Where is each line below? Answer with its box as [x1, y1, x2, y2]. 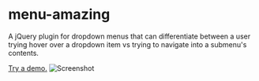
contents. [8, 48, 39, 57]
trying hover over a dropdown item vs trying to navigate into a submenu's [8, 39, 247, 49]
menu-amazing [8, 6, 111, 24]
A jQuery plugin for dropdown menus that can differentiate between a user [8, 31, 251, 41]
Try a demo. [8, 63, 47, 72]
